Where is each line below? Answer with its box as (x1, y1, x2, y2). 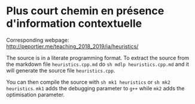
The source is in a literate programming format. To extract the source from (6, 54, 190, 61)
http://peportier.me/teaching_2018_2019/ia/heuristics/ (6, 43, 139, 50)
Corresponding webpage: (6, 36, 69, 43)
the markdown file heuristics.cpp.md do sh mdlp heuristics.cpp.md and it (6, 61, 190, 68)
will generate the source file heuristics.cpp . (6, 67, 115, 74)
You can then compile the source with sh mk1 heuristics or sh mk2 (6, 78, 170, 86)
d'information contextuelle (6, 17, 142, 30)
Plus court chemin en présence (6, 4, 164, 18)
